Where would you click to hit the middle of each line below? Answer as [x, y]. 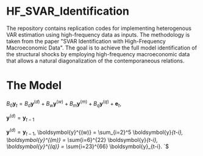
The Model [34, 85]
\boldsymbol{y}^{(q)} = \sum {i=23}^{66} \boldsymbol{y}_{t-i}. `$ [88, 147]
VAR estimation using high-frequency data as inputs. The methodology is [98, 34]
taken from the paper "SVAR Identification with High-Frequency [86, 41]
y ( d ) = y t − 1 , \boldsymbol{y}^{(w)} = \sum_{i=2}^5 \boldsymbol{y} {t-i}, [95, 132]
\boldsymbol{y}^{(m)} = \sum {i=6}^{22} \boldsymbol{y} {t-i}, [82, 140]
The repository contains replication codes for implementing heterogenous [99, 28]
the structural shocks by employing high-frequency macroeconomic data [98, 54]
